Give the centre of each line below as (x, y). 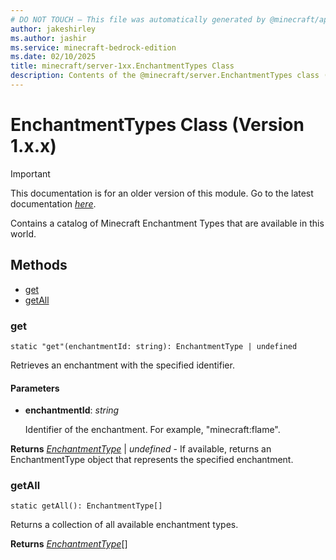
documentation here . (53, 203)
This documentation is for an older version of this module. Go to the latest (162, 193)
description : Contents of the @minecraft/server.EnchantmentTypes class (165, 76)
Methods (39, 265)
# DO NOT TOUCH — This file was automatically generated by (138, 19)
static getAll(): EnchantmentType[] (86, 506)
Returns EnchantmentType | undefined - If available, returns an (141, 449)
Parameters (35, 388)
